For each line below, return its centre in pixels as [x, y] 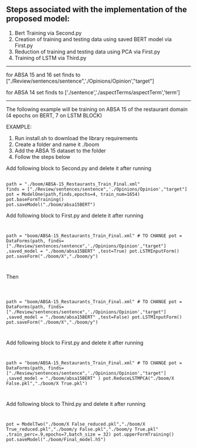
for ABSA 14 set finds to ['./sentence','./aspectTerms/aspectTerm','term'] [93, 92]
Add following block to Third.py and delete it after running [76, 404]
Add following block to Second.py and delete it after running [79, 168]
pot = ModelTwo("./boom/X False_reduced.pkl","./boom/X [76, 425]
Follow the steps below [42, 157]
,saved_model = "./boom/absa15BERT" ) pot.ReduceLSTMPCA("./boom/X [90, 379]
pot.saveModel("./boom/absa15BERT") [51, 205]
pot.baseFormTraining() [35, 199]
